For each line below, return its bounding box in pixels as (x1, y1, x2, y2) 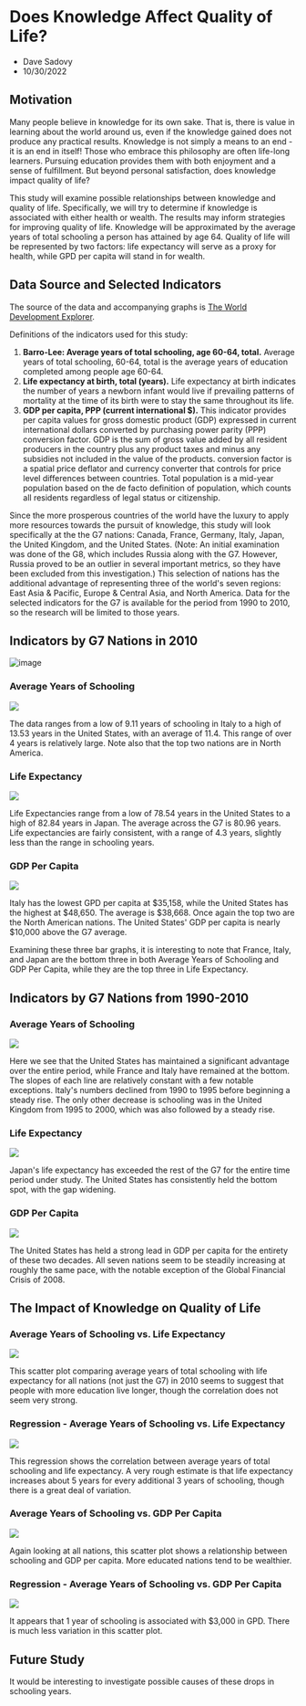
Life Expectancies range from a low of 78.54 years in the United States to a (9, 807, 291, 818)
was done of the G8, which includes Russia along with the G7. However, (9, 548, 278, 559)
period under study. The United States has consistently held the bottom (9, 1174, 278, 1185)
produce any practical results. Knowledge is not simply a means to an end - (9, 135, 293, 147)
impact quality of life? (9, 174, 91, 185)
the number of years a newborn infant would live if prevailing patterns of (22, 385, 295, 396)
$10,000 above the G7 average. (9, 927, 127, 938)
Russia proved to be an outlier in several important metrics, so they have (9, 558, 280, 569)
